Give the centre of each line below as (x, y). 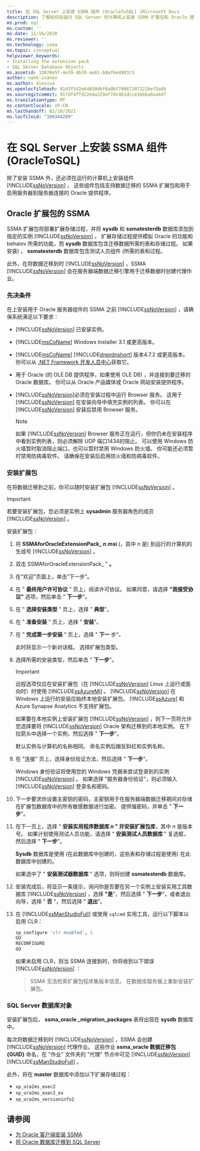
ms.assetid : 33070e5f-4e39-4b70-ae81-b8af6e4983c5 (71, 72)
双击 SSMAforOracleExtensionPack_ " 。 (65, 564)
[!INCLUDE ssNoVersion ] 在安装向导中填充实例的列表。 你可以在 (93, 402)
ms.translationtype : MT (36, 100)
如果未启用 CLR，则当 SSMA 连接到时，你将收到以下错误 (85, 961)
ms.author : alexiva (31, 84)
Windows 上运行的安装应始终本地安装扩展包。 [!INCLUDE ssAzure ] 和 (100, 698)
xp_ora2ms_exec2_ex (39, 1093)
